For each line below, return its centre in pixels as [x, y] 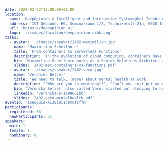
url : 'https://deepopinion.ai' [42, 28]
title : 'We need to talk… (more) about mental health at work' [81, 79]
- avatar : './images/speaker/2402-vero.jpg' [57, 70]
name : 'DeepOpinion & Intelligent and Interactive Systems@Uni [77, 19]
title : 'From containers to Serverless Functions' [68, 51]
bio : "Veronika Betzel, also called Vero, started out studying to [86, 88]
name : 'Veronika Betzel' [40, 75]
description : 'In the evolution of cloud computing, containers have [88, 56]
